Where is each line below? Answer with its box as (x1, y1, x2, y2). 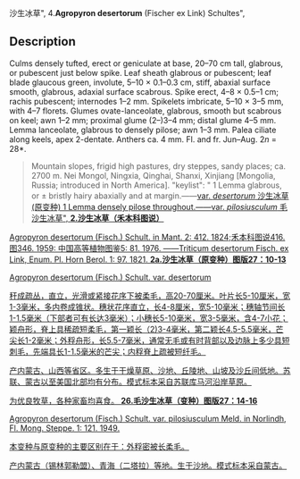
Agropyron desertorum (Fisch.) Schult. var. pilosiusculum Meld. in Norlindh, (9, 413, 287, 424)
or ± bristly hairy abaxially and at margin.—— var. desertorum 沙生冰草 (30, 190, 289, 201)
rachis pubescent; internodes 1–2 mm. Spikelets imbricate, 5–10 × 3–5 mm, (9, 96, 284, 106)
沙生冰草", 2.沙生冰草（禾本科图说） (30, 213, 164, 223)
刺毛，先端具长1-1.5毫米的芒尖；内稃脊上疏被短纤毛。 (9, 346, 206, 357)
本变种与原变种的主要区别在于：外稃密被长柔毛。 (9, 441, 189, 451)
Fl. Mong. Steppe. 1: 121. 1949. (9, 423, 121, 433)
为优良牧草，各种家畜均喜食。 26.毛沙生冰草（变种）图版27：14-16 (9, 395, 258, 406)
